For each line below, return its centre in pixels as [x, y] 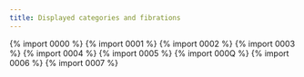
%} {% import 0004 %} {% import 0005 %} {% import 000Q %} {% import [149, 53]
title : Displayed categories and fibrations [95, 18]
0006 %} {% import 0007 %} [64, 63]
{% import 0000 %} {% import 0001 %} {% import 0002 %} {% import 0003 [152, 43]
